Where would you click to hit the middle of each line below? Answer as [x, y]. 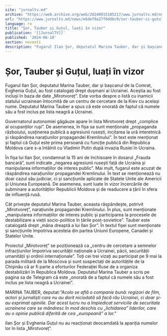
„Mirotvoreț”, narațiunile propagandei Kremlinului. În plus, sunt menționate [81, 209]
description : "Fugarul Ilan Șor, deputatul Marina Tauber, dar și [75, 47]
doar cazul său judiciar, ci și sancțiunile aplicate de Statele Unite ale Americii [83, 178]
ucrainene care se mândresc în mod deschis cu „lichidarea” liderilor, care [81, 308]
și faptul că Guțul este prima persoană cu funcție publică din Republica [78, 142]
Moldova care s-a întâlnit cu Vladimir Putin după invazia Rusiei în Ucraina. [81, 148]
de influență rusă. [23, 194]
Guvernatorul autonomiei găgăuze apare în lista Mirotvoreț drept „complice [82, 121]
